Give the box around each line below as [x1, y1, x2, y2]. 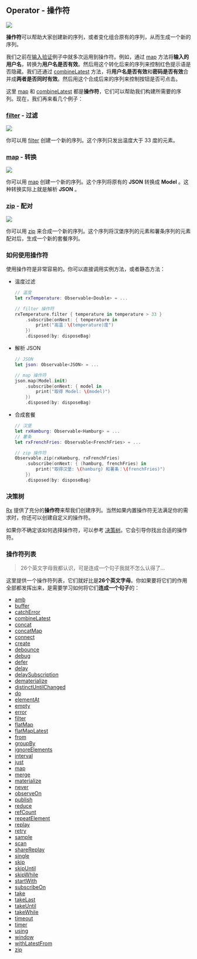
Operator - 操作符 [6, 5, 70, 16]
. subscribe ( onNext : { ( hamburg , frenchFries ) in [25, 461, 147, 467]
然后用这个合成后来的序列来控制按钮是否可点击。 [62, 75, 181, 82]
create [14, 640, 30, 647]
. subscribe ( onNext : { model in [25, 383, 102, 389]
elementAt [14, 696, 40, 703]
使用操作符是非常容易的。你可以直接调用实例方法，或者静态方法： [6, 265, 165, 272]
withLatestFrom [14, 940, 53, 947]
